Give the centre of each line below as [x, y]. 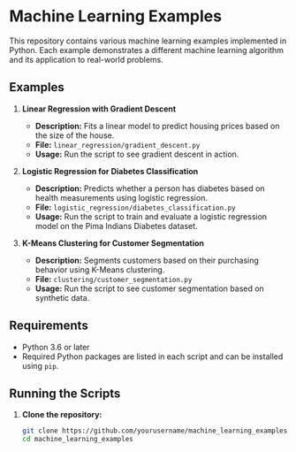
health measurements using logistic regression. [121, 197]
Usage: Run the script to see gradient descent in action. [137, 154]
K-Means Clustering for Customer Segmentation [113, 243]
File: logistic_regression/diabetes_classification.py [135, 207]
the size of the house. [75, 135]
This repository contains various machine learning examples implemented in [148, 41]
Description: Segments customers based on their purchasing [147, 260]
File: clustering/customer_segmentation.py [114, 279]
